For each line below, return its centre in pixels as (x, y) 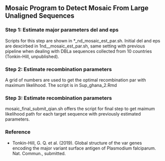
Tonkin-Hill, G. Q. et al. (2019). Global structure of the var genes (77, 143)
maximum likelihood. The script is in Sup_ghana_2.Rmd (61, 85)
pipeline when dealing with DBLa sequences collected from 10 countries (79, 51)
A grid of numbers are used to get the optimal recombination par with (76, 80)
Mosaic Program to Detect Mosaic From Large (77, 8)
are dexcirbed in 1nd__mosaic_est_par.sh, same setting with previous (75, 46)
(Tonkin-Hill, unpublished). (32, 56)
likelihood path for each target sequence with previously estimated (73, 114)
